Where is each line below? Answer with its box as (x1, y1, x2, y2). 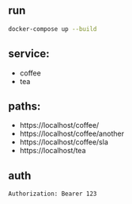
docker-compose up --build (8, 25, 97, 33)
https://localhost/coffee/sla (19, 137, 108, 147)
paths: (8, 99, 41, 113)
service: (8, 47, 50, 60)
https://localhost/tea (19, 146, 86, 156)
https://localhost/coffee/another (19, 129, 125, 139)
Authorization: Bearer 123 (8, 190, 97, 198)
